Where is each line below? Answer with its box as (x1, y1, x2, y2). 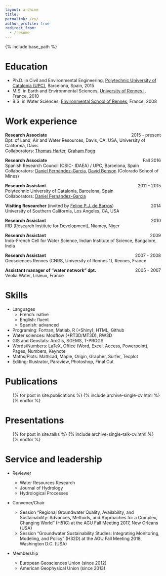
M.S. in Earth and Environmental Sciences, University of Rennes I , (12, 87, 146, 94)
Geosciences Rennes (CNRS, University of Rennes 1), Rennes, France (5, 257, 147, 263)
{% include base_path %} (5, 44, 57, 49)
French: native (19, 311, 49, 317)
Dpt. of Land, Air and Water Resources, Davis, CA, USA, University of (5, 137, 146, 143)
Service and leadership (5, 453, 102, 465)
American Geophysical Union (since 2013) (19, 565, 106, 571)
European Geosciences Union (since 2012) (19, 560, 107, 566)
